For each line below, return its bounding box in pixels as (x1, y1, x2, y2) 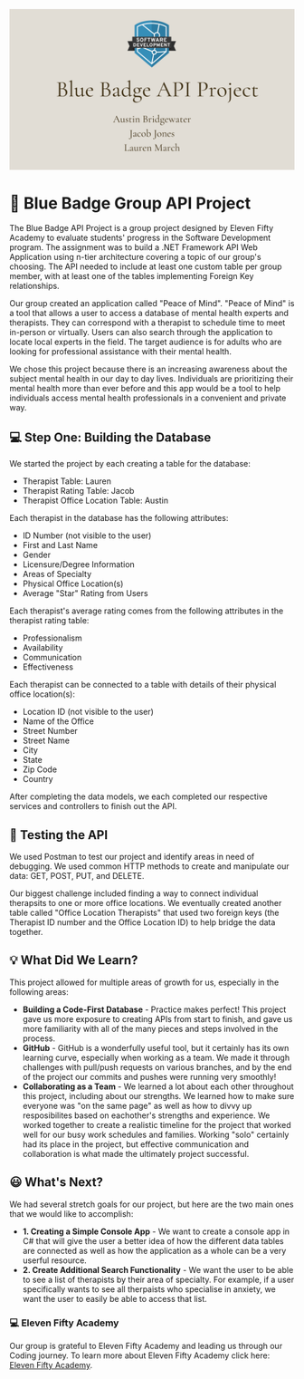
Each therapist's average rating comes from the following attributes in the (9, 605, 284, 616)
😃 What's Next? (9, 1174, 104, 1191)
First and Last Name (22, 540, 98, 551)
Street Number (22, 726, 79, 737)
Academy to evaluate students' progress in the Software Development (9, 232, 271, 244)
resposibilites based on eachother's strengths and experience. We (22, 1110, 271, 1121)
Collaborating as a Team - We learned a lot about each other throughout (22, 1081, 294, 1092)
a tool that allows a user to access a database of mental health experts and (9, 308, 290, 319)
